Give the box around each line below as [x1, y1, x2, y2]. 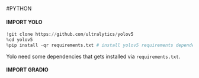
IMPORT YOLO [6, 18, 43, 25]
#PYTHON [6, 5, 32, 12]
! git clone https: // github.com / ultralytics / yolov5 [6, 32, 134, 38]
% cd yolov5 [6, 37, 33, 43]
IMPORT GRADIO [6, 66, 49, 73]
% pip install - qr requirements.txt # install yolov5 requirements [6, 42, 174, 48]
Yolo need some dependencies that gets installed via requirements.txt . [6, 53, 181, 60]
